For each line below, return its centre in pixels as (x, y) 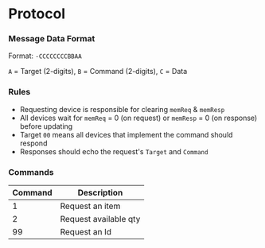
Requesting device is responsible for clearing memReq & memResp (122, 109)
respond (33, 143)
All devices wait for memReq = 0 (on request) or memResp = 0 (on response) (138, 118)
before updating (46, 126)
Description (100, 193)
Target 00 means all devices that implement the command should (126, 134)
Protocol (37, 14)
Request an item (90, 206)
